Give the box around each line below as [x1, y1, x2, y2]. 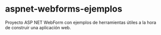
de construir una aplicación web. [5, 24, 71, 30]
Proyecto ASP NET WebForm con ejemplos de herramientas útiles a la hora [5, 19, 157, 25]
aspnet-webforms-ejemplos [5, 3, 122, 15]
